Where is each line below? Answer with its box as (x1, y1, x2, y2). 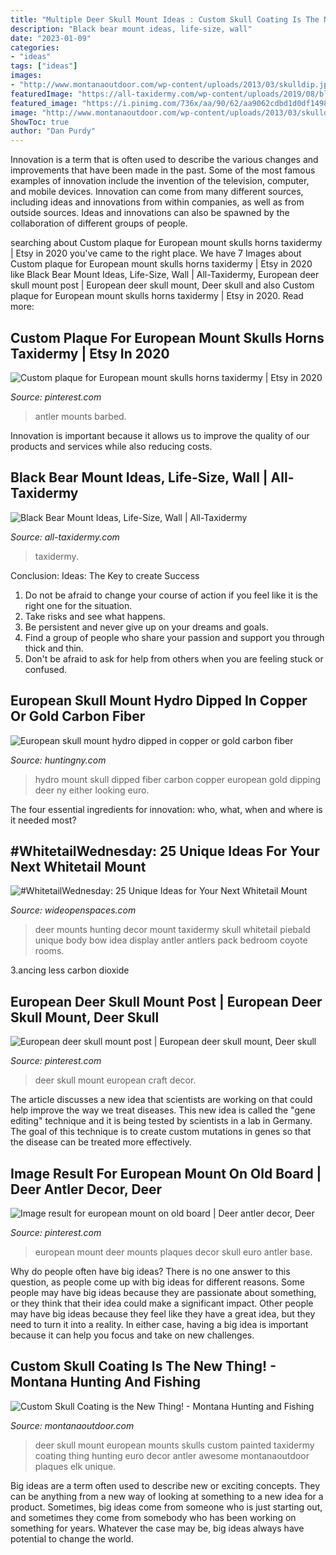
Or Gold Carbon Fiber (10, 708, 146, 725)
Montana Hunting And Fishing (10, 1374, 202, 1391)
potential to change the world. (10, 1532, 134, 1545)
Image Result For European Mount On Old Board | (10, 1165, 322, 1182)
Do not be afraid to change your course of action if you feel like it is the (24, 589, 318, 601)
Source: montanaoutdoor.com (10, 1419, 135, 1431)
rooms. (34, 945, 65, 957)
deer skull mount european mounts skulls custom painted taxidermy (34, 1439, 315, 1451)
